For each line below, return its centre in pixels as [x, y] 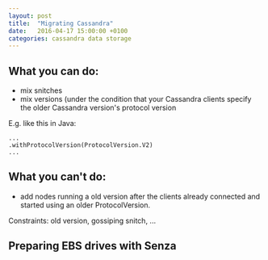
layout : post [30, 16]
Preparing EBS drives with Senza [92, 246]
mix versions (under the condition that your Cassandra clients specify [136, 99]
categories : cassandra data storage [70, 38]
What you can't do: [57, 177]
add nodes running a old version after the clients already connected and [140, 196]
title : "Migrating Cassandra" [61, 23]
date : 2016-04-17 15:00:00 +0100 [68, 31]
